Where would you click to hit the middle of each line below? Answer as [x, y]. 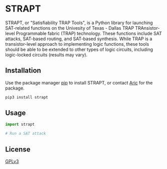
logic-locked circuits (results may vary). [47, 55]
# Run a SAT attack [26, 134]
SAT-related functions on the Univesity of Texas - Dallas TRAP [70, 28]
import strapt [20, 124]
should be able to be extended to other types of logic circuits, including [79, 49]
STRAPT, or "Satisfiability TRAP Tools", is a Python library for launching [79, 23]
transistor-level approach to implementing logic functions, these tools [77, 44]
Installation [23, 71]
